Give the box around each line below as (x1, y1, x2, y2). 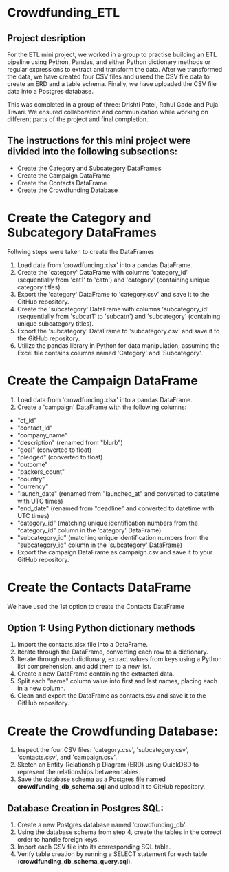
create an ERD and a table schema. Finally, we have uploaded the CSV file (7, 80, 217, 87)
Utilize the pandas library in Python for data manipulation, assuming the (17, 341, 220, 349)
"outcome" (17, 460, 48, 468)
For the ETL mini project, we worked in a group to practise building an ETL (7, 50, 217, 59)
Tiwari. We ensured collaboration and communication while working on (7, 108, 208, 116)
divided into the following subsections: (7, 146, 177, 158)
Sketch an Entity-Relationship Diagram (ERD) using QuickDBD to (17, 760, 199, 769)
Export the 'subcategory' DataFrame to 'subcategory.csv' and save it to (17, 326, 220, 335)
